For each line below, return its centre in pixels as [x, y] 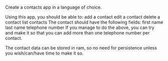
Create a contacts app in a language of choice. [53, 7]
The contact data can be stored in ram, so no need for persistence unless [81, 48]
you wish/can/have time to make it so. [44, 53]
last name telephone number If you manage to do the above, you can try [80, 27]
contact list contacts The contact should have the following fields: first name [84, 22]
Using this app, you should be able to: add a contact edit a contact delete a [83, 17]
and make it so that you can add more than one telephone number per [77, 33]
